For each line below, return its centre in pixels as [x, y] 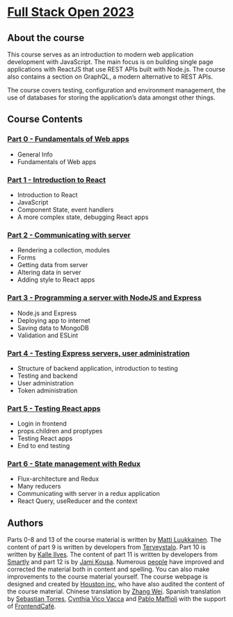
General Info [35, 154]
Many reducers [39, 486]
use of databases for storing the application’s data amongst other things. [111, 97]
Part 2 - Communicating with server [69, 235]
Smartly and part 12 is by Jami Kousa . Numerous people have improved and [116, 562]
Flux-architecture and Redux [58, 479]
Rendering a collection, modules [63, 250]
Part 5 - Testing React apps [54, 408]
